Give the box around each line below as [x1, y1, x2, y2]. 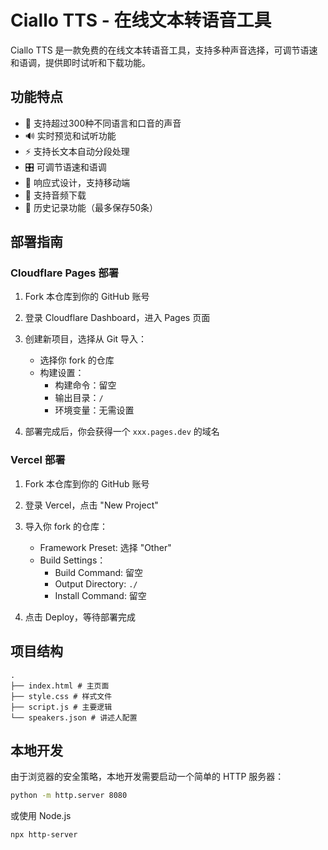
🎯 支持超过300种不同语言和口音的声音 [24, 117, 182, 129]
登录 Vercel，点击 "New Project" [24, 499, 159, 511]
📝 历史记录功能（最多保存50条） [24, 201, 159, 213]
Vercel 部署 [10, 453, 66, 467]
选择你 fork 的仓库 [39, 354, 115, 366]
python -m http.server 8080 [10, 791, 128, 801]
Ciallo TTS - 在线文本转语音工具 [10, 9, 272, 32]
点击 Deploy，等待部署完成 [24, 611, 136, 623]
